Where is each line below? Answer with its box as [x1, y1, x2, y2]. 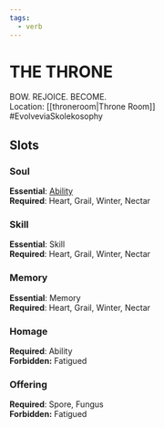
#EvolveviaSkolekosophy [9, 111, 103, 122]
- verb [17, 22, 43, 31]
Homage [9, 325, 48, 337]
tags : [9, 13, 30, 23]
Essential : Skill [9, 239, 66, 250]
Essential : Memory [9, 292, 81, 303]
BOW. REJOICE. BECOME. [9, 91, 108, 102]
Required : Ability [9, 346, 73, 357]
